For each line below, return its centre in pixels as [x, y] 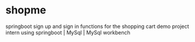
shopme [26, 10]
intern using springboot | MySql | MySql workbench [68, 32]
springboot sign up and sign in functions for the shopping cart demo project [97, 26]
